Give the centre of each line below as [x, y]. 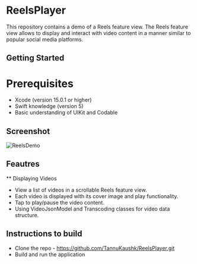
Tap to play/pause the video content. [60, 202]
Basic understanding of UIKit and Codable [66, 113]
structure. [27, 215]
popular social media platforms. [45, 39]
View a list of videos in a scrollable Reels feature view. [81, 190]
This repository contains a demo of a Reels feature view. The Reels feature [97, 27]
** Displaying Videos [32, 178]
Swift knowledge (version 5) [49, 106]
